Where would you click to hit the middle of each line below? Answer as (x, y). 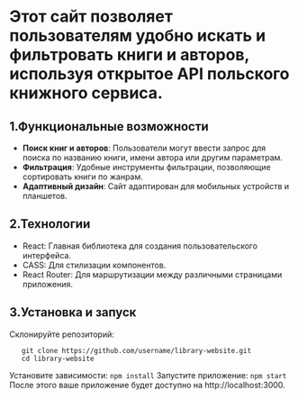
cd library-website (58, 358)
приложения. (48, 284)
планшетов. (45, 196)
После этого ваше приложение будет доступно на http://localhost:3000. (147, 385)
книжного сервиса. (86, 93)
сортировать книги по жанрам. (83, 177)
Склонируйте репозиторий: (62, 334)
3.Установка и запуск (73, 313)
